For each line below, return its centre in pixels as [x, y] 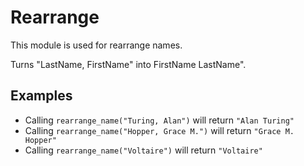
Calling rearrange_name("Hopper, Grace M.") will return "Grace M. [159, 130]
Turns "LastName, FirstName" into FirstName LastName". [128, 64]
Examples [41, 96]
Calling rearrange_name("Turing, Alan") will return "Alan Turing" [159, 120]
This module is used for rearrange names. [96, 45]
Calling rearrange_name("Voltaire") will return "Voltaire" [143, 150]
